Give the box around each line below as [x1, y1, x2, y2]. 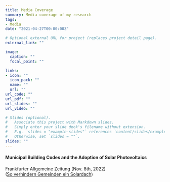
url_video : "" [5, 106, 35, 111]
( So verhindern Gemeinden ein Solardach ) [5, 171, 93, 177]
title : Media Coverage [5, 7, 53, 13]
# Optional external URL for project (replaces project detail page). [5, 36, 157, 41]
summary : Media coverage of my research [5, 12, 92, 17]
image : [5, 49, 19, 54]
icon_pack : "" [10, 77, 39, 83]
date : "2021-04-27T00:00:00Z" [5, 26, 69, 32]
